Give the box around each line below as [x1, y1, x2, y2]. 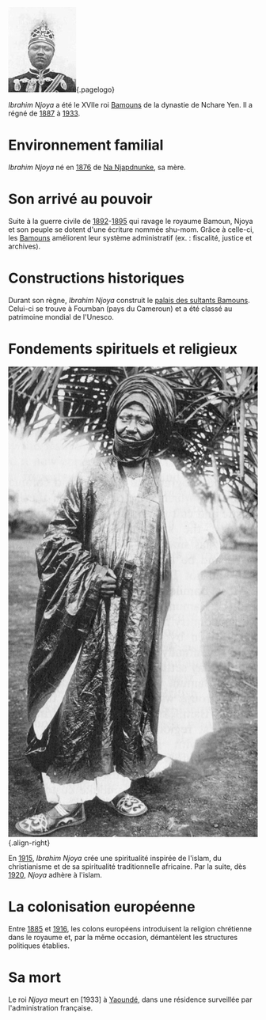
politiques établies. [8, 941, 70, 950]
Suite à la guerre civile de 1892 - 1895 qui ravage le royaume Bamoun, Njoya [8, 216, 253, 226]
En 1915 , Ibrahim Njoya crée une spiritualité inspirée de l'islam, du [8, 853, 222, 863]
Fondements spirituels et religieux [8, 340, 237, 358]
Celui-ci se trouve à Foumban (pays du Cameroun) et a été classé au [8, 304, 233, 313]
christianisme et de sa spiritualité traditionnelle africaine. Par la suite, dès [8, 862, 247, 871]
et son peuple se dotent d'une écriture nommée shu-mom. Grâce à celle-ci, [8, 225, 255, 234]
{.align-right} [8, 838, 51, 847]
